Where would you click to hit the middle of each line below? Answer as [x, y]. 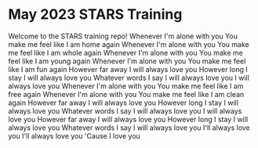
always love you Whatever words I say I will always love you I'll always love [129, 128]
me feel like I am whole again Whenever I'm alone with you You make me [125, 52]
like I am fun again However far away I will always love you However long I [128, 69]
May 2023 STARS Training [95, 14]
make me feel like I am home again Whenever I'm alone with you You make [129, 44]
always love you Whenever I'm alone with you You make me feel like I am [126, 86]
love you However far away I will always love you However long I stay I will [128, 119]
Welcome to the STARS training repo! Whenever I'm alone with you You [123, 36]
